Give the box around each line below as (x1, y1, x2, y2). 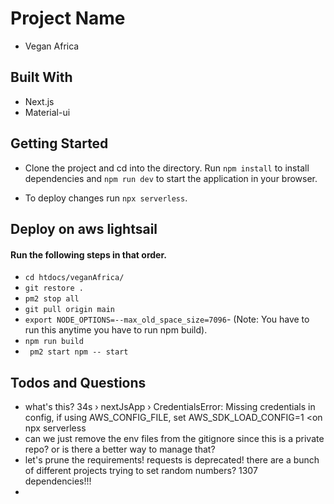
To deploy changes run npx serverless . (24, 192, 188, 204)
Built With (10, 69, 73, 86)
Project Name (10, 7, 126, 30)
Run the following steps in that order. (10, 248, 167, 261)
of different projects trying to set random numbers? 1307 (24, 464, 258, 476)
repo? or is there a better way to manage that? (24, 443, 216, 455)
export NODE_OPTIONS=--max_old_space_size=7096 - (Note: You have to (24, 313, 310, 326)
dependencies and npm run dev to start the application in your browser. (24, 172, 318, 184)
